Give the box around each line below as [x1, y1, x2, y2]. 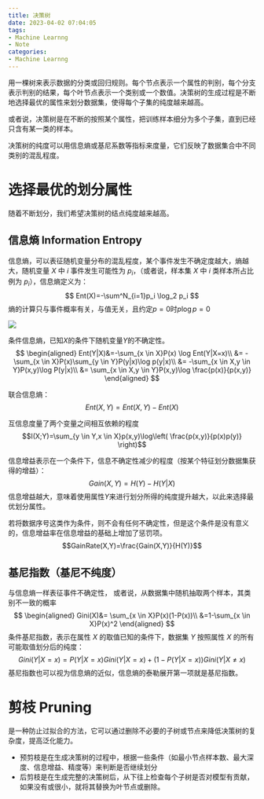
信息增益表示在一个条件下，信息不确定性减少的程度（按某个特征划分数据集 [8, 456, 249, 466]
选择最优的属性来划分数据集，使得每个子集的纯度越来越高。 [14, 97, 208, 107]
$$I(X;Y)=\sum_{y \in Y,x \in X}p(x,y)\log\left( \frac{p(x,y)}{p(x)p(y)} [22, 431, 242, 441]
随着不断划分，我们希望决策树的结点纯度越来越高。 [8, 208, 174, 218]
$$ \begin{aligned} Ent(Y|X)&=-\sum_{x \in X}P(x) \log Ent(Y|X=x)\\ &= [15, 349, 244, 358]
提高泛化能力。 [28, 735, 77, 745]
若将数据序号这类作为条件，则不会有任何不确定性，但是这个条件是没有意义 [8, 519, 249, 528]
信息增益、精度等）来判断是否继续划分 [33, 762, 158, 772]
